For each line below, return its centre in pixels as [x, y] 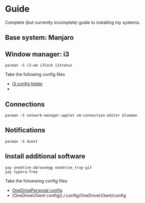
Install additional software [45, 156]
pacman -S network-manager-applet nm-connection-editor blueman [71, 115]
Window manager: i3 [37, 54]
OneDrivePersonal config [37, 190]
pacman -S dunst [21, 141]
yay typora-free [21, 172]
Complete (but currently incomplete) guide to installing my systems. [73, 22]
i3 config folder [27, 84]
